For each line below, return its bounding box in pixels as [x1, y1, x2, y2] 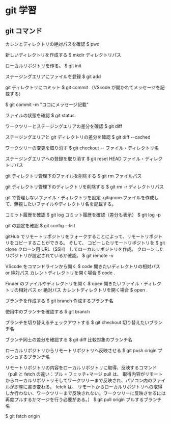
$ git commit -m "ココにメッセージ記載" [5, 101, 89, 108]
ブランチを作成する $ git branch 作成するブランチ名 [5, 298, 113, 304]
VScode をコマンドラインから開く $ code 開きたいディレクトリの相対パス [5, 263, 160, 269]
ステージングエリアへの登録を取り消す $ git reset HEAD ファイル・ [5, 156, 145, 162]
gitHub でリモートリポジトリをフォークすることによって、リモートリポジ [5, 233, 158, 240]
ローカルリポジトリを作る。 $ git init [5, 63, 81, 69]
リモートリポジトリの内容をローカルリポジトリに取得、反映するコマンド [5, 365, 157, 370]
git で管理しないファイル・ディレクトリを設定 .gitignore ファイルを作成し [5, 195, 159, 200]
